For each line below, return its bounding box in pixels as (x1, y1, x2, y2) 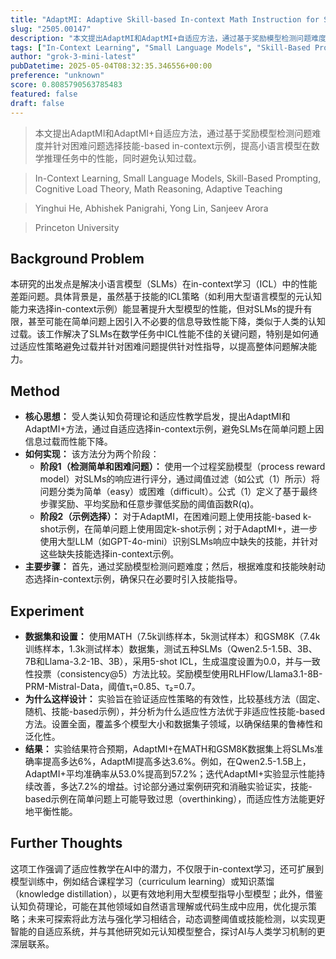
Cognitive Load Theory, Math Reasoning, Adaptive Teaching (34, 182, 283, 195)
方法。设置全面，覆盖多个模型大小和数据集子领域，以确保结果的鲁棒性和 (24, 717, 323, 730)
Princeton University (34, 221, 120, 233)
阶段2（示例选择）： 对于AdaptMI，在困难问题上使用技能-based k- (39, 511, 312, 523)
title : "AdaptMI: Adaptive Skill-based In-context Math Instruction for (10, 14, 320, 25)
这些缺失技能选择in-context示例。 (39, 548, 180, 560)
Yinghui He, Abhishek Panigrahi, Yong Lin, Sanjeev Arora (34, 202, 269, 214)
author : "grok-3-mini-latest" (10, 52, 137, 62)
